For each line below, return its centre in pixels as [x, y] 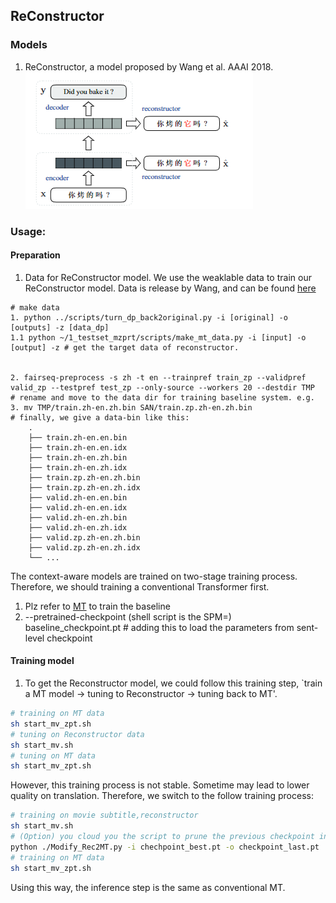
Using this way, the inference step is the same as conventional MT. [148, 887]
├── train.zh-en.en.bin [78, 437]
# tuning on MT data [53, 755]
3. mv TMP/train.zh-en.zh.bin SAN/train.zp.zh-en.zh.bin [131, 407]
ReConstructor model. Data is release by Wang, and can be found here [170, 288]
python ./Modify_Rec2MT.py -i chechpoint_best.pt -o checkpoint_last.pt [165, 847]
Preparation [35, 255]
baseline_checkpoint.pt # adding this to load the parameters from [159, 627]
